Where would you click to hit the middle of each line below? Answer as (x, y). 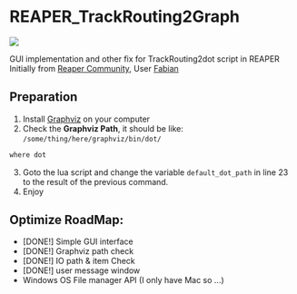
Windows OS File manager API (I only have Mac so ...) (123, 280)
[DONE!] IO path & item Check (79, 261)
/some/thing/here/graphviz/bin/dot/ (92, 139)
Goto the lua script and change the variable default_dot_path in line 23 (155, 172)
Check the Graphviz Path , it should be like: (103, 128)
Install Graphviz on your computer (86, 119)
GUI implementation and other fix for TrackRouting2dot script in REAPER (144, 59)
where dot (28, 155)
